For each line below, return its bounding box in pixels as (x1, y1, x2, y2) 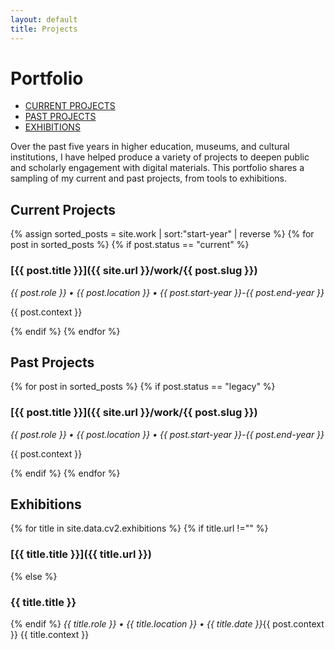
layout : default (10, 14, 78, 25)
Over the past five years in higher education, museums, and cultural (10, 141, 290, 153)
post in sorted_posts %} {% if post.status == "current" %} (10, 239, 250, 251)
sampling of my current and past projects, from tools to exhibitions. (10, 172, 287, 185)
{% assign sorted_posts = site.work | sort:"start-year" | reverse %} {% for (10, 228, 315, 240)
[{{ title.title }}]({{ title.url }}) (10, 547, 152, 561)
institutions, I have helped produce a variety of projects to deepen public (10, 151, 310, 163)
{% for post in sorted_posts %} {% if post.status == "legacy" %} (10, 381, 276, 393)
